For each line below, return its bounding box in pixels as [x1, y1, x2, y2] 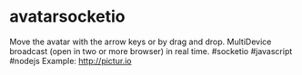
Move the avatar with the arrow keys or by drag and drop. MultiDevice [9, 36, 272, 47]
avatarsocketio [9, 6, 126, 27]
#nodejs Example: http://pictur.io [9, 55, 132, 66]
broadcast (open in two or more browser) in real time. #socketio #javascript [9, 45, 293, 56]
